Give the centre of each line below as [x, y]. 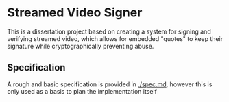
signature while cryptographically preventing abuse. [81, 46]
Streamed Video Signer [75, 13]
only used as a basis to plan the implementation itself [82, 91]
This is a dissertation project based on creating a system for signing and [109, 31]
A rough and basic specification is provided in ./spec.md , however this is [110, 84]
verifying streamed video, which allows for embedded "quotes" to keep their [115, 38]
